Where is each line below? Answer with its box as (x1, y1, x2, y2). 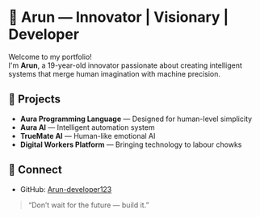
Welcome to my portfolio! (8, 52, 93, 61)
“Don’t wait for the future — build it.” (27, 200, 149, 210)
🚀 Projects (8, 93, 61, 106)
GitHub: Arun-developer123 (19, 184, 112, 194)
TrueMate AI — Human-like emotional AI (19, 131, 156, 140)
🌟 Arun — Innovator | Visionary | (8, 8, 229, 27)
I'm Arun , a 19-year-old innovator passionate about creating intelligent (8, 61, 242, 70)
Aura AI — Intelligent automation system (19, 122, 155, 132)
